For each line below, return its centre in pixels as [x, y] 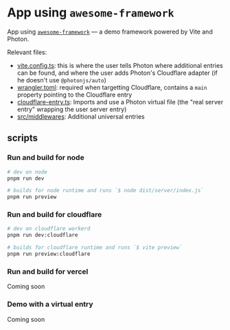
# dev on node [27, 172]
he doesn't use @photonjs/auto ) [61, 80]
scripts [22, 138]
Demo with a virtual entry [50, 305]
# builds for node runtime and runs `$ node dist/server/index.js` [106, 191]
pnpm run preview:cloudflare [49, 254]
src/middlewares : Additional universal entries [81, 116]
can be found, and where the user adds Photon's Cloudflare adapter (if [117, 73]
